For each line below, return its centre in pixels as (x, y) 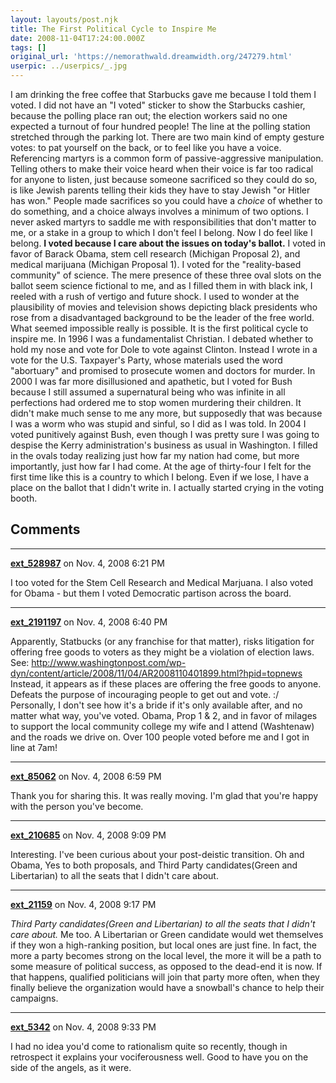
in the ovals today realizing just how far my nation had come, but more (155, 455)
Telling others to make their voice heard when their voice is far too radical (162, 169)
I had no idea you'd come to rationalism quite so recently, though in (149, 1046)
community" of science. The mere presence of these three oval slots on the (166, 275)
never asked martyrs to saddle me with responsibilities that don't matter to (163, 222)
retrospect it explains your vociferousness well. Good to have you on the (159, 1057)
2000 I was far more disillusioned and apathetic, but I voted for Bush (151, 381)
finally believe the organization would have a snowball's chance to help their (167, 987)
